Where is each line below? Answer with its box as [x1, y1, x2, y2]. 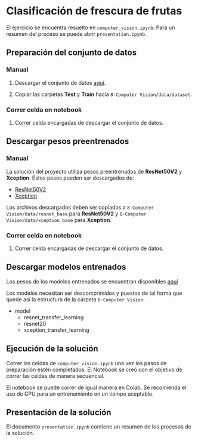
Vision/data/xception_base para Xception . [6, 216, 112, 223]
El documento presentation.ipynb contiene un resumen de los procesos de [6, 423, 192, 430]
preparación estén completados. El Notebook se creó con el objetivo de [6, 366, 182, 373]
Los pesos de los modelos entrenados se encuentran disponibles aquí [6, 277, 178, 285]
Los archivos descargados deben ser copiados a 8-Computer [6, 203, 154, 211]
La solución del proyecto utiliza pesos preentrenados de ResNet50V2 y [6, 168, 182, 175]
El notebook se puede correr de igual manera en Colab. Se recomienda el [6, 384, 187, 391]
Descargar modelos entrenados [6, 262, 126, 272]
